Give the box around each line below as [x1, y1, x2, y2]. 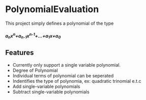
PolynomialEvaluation [5, 4, 99, 15]
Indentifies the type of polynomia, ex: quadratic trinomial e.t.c [12, 78, 141, 84]
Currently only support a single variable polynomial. [12, 62, 121, 68]
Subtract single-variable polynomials [12, 88, 90, 94]
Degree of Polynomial [12, 67, 58, 73]
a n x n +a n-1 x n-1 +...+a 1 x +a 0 [5, 32, 61, 40]
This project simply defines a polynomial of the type [5, 20, 114, 26]
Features [5, 48, 34, 57]
